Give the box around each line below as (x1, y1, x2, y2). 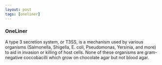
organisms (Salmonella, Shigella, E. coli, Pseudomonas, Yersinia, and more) (5, 44, 156, 50)
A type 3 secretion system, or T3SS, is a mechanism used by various (5, 39, 143, 44)
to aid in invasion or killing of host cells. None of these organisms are (5, 49, 144, 55)
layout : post (5, 7, 32, 12)
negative (5, 54, 23, 60)
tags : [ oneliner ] (5, 12, 40, 17)
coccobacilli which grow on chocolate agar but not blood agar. (23, 54, 149, 60)
